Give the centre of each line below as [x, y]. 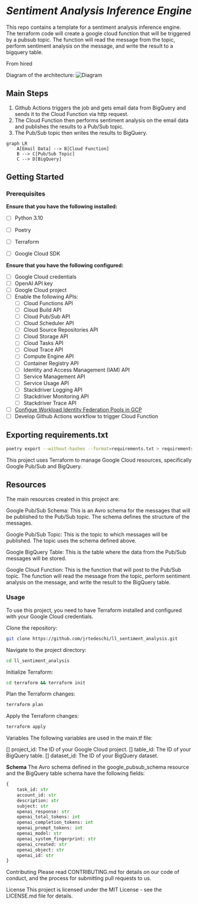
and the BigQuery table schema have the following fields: [76, 773]
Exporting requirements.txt [57, 435]
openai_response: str [43, 812]
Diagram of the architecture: [40, 75]
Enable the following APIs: [46, 296]
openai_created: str [42, 844]
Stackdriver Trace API [50, 403]
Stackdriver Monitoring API [56, 396]
